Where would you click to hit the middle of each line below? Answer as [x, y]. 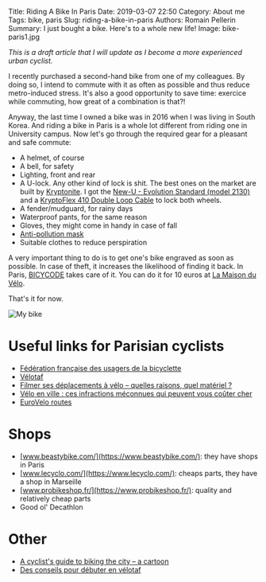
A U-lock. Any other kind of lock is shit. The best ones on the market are [138, 183]
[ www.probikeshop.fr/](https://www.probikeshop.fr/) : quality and [125, 490]
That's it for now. [36, 299]
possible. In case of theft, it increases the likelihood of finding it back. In [126, 266]
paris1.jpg [24, 37]
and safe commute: [40, 142]
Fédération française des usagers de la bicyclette [100, 368]
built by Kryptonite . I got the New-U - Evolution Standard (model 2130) [135, 191]
